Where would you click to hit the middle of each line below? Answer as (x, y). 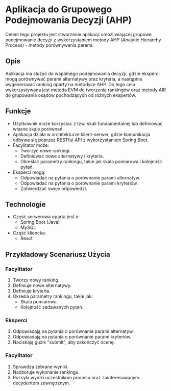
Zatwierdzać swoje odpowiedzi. (54, 188)
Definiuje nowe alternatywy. (42, 285)
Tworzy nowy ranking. (36, 280)
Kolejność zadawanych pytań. (52, 307)
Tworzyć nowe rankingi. (45, 150)
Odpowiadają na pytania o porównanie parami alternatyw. (73, 331)
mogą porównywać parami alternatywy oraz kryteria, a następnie (74, 79)
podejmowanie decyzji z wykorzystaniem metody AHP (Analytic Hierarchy (83, 40)
